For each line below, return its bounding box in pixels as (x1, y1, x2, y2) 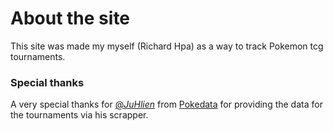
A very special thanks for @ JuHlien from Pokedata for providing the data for (10, 98, 323, 111)
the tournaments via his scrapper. (10, 109, 149, 121)
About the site (10, 7, 131, 30)
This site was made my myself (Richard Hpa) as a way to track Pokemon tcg (10, 40, 324, 52)
